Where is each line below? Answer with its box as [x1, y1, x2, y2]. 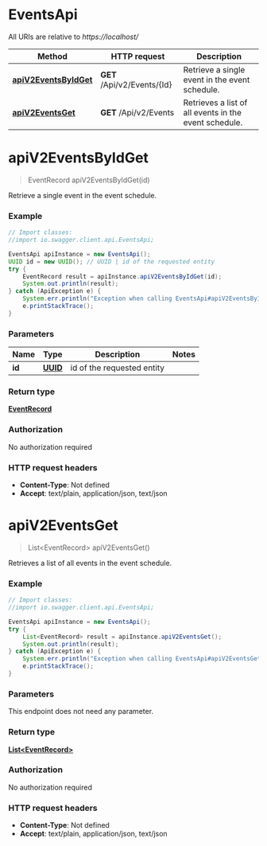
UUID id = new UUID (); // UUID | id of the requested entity [8, 257, 215, 266]
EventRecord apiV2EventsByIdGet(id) [27, 175, 150, 185]
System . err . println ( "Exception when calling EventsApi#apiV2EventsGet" [22, 655, 265, 663]
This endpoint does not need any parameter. [8, 707, 153, 716]
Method [37, 50, 68, 61]
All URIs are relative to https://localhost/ [8, 32, 139, 41]
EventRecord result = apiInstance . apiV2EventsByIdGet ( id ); [22, 272, 222, 280]
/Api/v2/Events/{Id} [100, 79, 172, 90]
